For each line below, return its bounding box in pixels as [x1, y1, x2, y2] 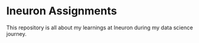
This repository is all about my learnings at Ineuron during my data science [6, 24, 193, 31]
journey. [6, 30, 27, 37]
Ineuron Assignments [6, 4, 117, 18]
